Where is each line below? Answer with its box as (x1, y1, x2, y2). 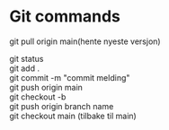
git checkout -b (9, 91, 67, 102)
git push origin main (9, 82, 84, 92)
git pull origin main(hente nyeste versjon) (9, 36, 161, 47)
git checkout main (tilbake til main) (9, 110, 137, 121)
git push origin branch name (9, 100, 114, 111)
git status (9, 53, 44, 64)
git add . (9, 63, 40, 74)
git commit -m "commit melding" (9, 72, 130, 82)
